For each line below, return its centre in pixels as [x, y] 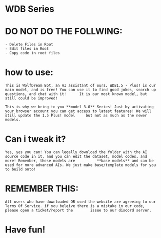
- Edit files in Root [27, 49]
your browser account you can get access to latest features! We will [78, 111]
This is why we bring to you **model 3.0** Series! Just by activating [79, 107]
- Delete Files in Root [29, 45]
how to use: [29, 72]
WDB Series [30, 9]
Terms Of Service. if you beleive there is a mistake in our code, [75, 206]
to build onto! [20, 169]
